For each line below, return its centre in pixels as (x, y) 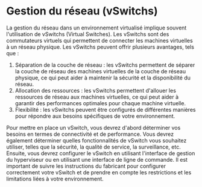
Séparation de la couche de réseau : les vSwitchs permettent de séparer (105, 65)
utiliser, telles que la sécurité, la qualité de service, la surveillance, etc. (93, 147)
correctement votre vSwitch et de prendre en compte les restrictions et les (99, 172)
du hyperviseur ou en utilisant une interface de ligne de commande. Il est (97, 159)
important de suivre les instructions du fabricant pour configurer (86, 166)
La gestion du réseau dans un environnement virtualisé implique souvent (96, 28)
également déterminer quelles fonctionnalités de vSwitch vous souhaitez (96, 140)
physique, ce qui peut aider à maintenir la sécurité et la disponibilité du (103, 78)
